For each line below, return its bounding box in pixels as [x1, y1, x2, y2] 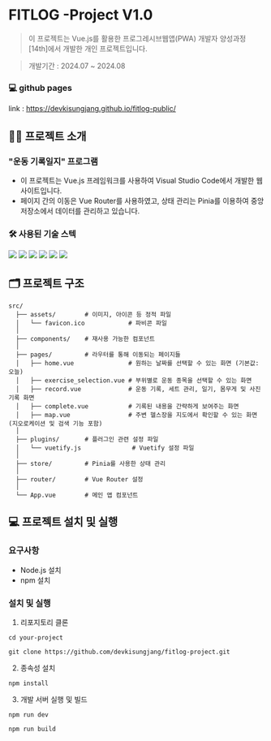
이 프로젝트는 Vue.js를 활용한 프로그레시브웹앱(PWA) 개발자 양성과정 [28, 33, 247, 43]
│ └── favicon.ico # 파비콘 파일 [15, 319, 168, 328]
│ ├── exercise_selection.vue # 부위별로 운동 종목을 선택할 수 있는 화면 [15, 377, 252, 385]
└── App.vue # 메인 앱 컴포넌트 [15, 491, 139, 500]
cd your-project [8, 634, 63, 642]
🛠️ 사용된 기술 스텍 [8, 228, 77, 239]
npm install [8, 679, 49, 687]
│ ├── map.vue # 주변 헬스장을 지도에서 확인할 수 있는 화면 [15, 411, 258, 420]
